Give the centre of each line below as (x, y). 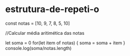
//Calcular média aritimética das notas (45, 33)
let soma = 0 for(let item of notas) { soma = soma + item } (65, 43)
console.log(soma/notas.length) (38, 48)
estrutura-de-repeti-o (52, 9)
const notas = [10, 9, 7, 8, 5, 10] (37, 23)
